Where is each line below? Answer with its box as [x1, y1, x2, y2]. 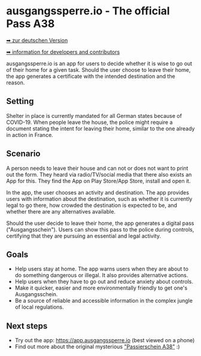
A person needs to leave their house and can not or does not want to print [6, 165, 188, 172]
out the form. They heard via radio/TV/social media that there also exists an [6, 171, 192, 178]
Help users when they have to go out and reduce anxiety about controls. [14, 278, 193, 285]
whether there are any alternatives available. [6, 208, 115, 215]
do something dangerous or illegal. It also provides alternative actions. [14, 272, 188, 279]
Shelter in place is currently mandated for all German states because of [6, 112, 182, 119]
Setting [6, 96, 34, 107]
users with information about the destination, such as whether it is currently [6, 195, 193, 202]
